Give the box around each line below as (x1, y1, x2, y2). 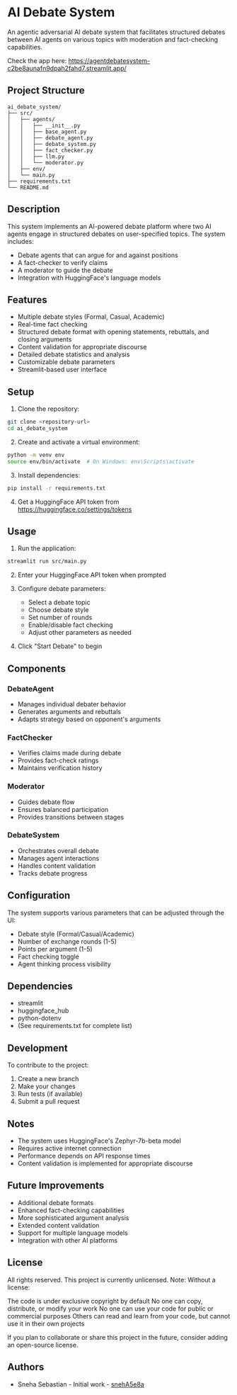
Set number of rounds (28, 614, 93, 622)
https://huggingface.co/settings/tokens (17, 504, 132, 514)
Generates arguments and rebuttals (17, 707, 122, 716)
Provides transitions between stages (17, 813, 125, 821)
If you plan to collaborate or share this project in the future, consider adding (7, 1333, 229, 1341)
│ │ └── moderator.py (7, 159, 83, 166)
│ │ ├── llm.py (7, 153, 65, 160)
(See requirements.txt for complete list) (17, 1022, 132, 1030)
